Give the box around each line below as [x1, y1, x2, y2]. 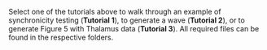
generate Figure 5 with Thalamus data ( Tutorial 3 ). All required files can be [8, 24, 260, 33]
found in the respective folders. [8, 32, 114, 42]
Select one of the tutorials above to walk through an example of [8, 7, 221, 16]
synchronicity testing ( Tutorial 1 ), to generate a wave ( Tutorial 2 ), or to [8, 15, 246, 25]
